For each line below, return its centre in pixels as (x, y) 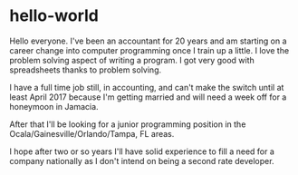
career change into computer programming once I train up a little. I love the (149, 50)
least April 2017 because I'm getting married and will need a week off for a (148, 97)
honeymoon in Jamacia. (54, 106)
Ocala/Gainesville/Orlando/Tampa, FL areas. (92, 133)
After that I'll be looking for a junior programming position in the (128, 124)
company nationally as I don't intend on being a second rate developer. (142, 160)
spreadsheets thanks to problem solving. (85, 70)
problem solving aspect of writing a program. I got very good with (132, 60)
